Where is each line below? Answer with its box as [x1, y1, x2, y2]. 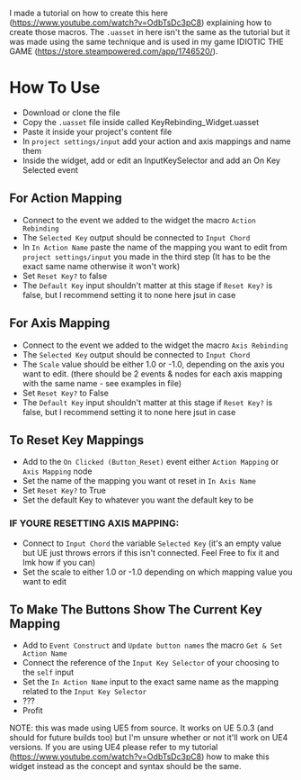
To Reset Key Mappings [9, 432, 145, 448]
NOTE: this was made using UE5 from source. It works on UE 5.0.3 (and [9, 722, 274, 733]
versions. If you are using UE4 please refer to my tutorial [9, 742, 218, 753]
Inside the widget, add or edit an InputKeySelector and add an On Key [22, 155, 281, 166]
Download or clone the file [22, 107, 120, 118]
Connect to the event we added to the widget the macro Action [22, 214, 256, 225]
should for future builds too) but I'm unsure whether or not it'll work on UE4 [9, 732, 288, 743]
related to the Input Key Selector [22, 686, 146, 697]
